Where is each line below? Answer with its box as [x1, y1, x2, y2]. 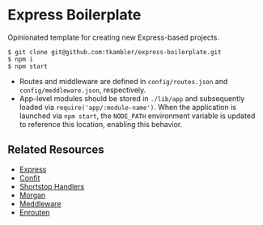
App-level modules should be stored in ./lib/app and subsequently [19, 93, 245, 103]
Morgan [19, 190, 46, 200]
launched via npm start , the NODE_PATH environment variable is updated [19, 111, 256, 121]
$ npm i [7, 55, 34, 63]
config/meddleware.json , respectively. [19, 85, 146, 95]
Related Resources [7, 143, 104, 157]
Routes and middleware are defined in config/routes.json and [19, 76, 228, 86]
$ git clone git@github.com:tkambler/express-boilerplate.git [7, 48, 222, 56]
